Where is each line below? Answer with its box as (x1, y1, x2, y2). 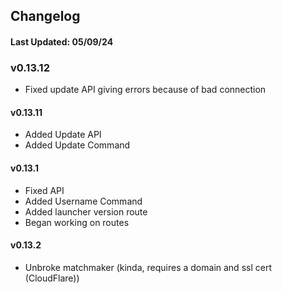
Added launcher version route (24, 205, 148, 218)
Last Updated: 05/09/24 (10, 35, 114, 48)
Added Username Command (24, 195, 143, 207)
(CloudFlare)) (24, 272, 80, 284)
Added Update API (24, 129, 102, 141)
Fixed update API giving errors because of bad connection (24, 84, 267, 96)
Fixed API (24, 184, 65, 196)
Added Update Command (24, 139, 131, 151)
